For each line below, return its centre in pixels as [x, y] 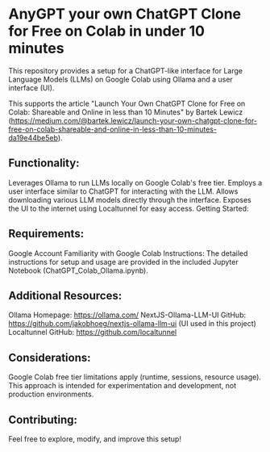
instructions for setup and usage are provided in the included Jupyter [124, 262]
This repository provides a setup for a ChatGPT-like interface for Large [126, 70]
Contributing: [43, 419]
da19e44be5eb [33, 137]
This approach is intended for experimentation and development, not [123, 386]
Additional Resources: [65, 295]
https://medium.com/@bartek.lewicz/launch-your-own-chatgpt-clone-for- [134, 120]
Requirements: [46, 234]
